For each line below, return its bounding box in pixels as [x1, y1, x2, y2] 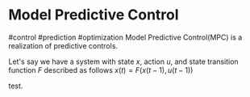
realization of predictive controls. [8, 40, 119, 50]
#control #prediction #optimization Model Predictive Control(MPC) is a [8, 32, 243, 42]
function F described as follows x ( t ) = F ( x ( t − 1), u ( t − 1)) [8, 65, 194, 74]
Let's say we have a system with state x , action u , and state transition [8, 57, 240, 66]
